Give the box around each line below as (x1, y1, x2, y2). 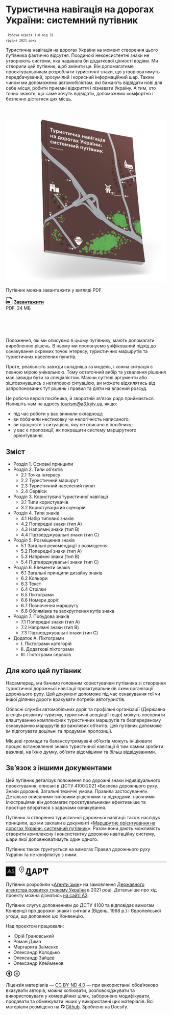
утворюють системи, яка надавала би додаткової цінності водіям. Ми (6, 57, 158, 64)
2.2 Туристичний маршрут (20, 478, 79, 484)
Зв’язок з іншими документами (6, 763, 112, 772)
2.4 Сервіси (20, 488, 47, 494)
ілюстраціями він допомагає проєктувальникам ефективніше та (6, 799, 146, 805)
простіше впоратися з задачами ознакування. (6, 804, 107, 811)
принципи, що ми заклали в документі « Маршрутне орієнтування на (6, 820, 156, 826)
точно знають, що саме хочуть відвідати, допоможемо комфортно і (6, 90, 154, 96)
